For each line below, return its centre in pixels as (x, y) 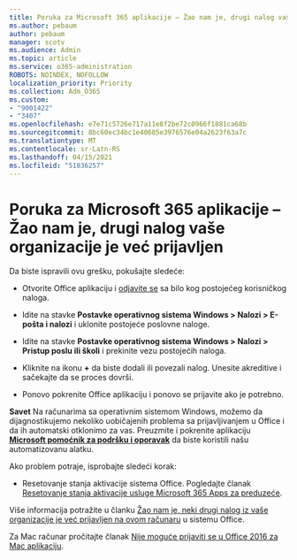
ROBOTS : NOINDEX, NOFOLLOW (59, 75)
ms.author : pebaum (43, 26)
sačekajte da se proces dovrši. (78, 378)
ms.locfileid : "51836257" (57, 165)
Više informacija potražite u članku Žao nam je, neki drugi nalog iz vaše (139, 510)
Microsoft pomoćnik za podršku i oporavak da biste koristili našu (129, 440)
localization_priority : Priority (71, 83)
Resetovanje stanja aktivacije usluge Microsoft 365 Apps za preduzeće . (152, 493)
